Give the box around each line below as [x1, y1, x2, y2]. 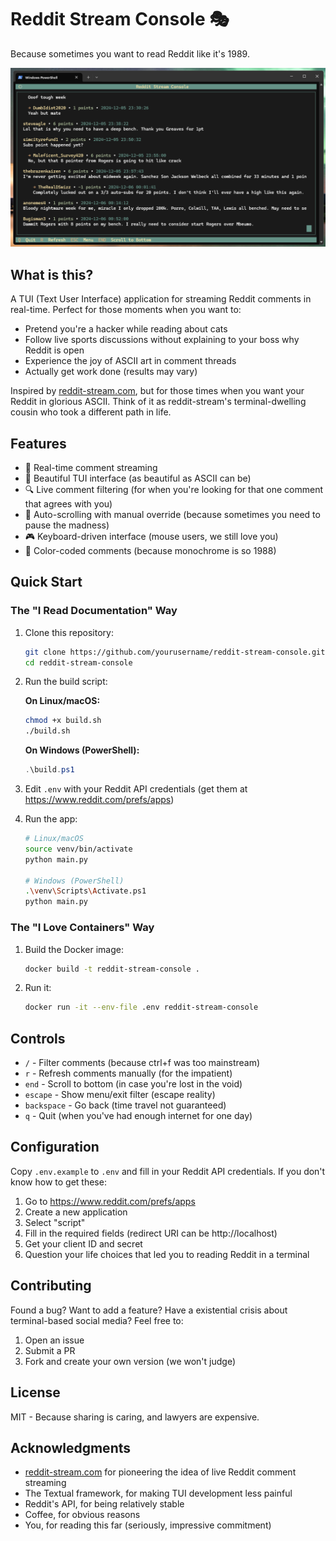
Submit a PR [24, 1344, 76, 1356]
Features [10, 435, 67, 452]
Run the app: [24, 813, 78, 825]
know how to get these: [10, 1176, 107, 1188]
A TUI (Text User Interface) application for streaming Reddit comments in [10, 293, 312, 305]
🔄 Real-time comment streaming [24, 462, 158, 474]
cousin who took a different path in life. [10, 406, 172, 418]
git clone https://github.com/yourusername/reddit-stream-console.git [24, 647, 326, 657]
